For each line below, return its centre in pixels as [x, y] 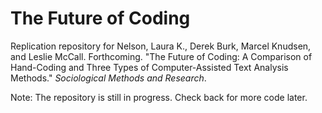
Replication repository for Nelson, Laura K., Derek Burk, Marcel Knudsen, [161, 46]
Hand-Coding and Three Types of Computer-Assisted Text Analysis [149, 67]
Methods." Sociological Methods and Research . [108, 78]
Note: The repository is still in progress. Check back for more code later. [159, 97]
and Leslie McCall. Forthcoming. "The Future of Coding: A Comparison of [161, 56]
